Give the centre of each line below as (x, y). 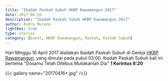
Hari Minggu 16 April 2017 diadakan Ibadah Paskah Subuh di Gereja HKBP (82, 52)
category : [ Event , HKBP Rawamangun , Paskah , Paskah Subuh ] (69, 38)
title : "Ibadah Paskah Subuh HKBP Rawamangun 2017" (61, 10)
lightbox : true (21, 29)
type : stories (20, 33)
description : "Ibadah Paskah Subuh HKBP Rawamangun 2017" (68, 19)
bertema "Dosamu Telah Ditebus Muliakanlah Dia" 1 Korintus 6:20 (74, 63)
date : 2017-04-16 (24, 15)
